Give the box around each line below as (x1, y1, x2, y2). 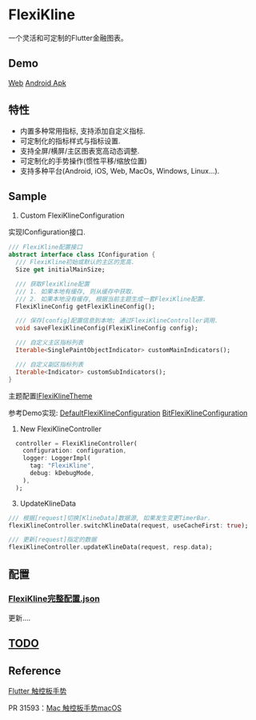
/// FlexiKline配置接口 (8, 243, 82, 251)
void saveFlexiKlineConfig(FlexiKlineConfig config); (15, 324, 198, 333)
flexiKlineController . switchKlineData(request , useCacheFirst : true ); (8, 522, 249, 530)
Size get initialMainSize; (15, 266, 106, 274)
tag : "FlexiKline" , (29, 462, 94, 470)
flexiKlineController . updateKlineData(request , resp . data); (8, 543, 214, 551)
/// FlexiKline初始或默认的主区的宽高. (15, 258, 135, 266)
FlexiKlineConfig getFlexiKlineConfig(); (15, 302, 156, 310)
